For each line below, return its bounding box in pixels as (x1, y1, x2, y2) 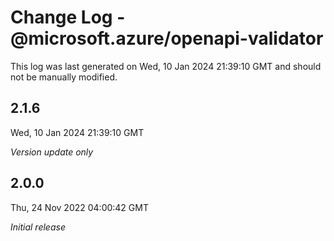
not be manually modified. (10, 71, 118, 83)
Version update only (10, 146, 94, 158)
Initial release (10, 221, 66, 233)
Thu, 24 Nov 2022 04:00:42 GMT (10, 201, 149, 213)
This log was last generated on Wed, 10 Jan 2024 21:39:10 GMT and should (10, 60, 322, 72)
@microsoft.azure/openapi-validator (10, 27, 324, 50)
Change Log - (10, 6, 126, 29)
